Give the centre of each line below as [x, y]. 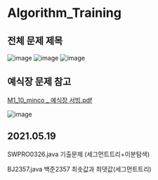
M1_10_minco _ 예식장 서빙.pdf [50, 100]
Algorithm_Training [64, 13]
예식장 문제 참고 [39, 82]
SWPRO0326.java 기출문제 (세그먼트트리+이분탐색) [79, 154]
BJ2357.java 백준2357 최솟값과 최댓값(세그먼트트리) [80, 169]
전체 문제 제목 [35, 40]
